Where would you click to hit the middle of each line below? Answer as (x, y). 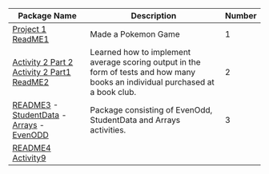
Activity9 (29, 158)
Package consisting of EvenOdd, (151, 110)
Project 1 (29, 29)
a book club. (113, 92)
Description (154, 16)
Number (241, 16)
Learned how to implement (141, 52)
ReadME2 (31, 82)
